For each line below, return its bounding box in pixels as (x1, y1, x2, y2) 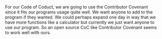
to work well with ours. (5, 30, 51, 35)
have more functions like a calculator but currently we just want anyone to (5, 19, 155, 25)
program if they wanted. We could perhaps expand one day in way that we (5, 14, 156, 20)
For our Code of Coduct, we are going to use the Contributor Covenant (5, 4, 148, 10)
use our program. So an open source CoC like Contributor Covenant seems (5, 25, 157, 30)
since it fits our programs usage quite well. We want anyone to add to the (5, 9, 153, 15)
